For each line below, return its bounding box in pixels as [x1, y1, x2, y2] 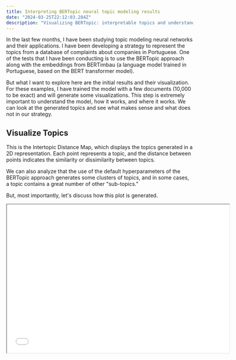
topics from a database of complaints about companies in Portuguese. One [6, 49, 190, 56]
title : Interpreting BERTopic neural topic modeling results [6, 8, 161, 15]
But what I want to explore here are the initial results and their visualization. [6, 79, 190, 86]
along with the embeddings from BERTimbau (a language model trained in [6, 61, 187, 68]
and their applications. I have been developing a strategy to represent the [6, 42, 186, 49]
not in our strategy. [6, 110, 53, 118]
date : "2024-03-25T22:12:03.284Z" [6, 14, 92, 20]
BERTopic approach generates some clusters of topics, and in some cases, [6, 174, 190, 181]
